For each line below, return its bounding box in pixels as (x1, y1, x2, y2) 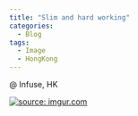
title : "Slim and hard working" (9, 12, 130, 22)
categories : (9, 21, 54, 30)
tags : (9, 37, 30, 47)
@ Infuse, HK (9, 79, 58, 89)
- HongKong (17, 54, 58, 63)
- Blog (17, 29, 42, 38)
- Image (17, 46, 47, 55)
